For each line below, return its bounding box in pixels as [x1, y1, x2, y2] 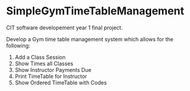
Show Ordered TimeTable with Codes [14, 79, 107, 86]
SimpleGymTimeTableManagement [6, 4, 185, 18]
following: [6, 42, 30, 49]
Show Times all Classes [14, 60, 73, 67]
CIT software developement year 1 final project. [6, 24, 123, 31]
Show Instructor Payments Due [14, 66, 91, 73]
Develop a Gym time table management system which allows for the [6, 35, 174, 43]
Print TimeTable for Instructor [14, 72, 88, 80]
